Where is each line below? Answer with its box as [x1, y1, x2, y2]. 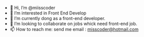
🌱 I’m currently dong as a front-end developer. [9, 15, 105, 21]
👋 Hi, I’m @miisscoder [9, 5, 55, 10]
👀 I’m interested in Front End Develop [9, 10, 86, 16]
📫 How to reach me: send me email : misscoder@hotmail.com [9, 26, 139, 32]
